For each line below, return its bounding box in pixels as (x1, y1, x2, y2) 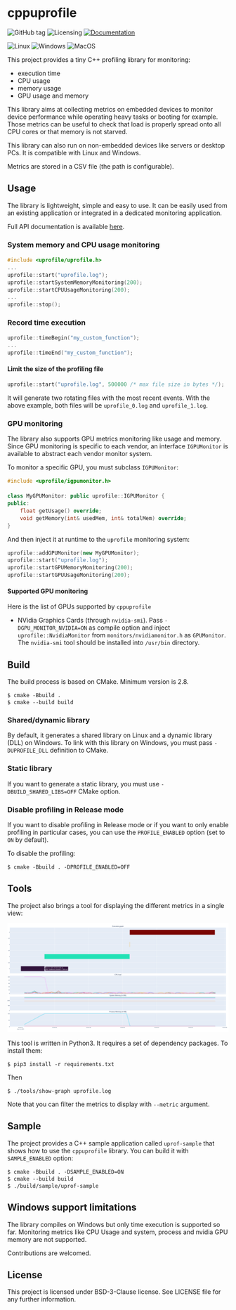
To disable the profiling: (7, 849, 76, 857)
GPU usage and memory (17, 91, 89, 100)
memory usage (17, 84, 62, 92)
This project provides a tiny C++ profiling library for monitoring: (7, 55, 191, 64)
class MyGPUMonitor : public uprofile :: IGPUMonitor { (7, 493, 165, 500)
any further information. (7, 1295, 77, 1304)
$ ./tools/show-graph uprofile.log (7, 1087, 112, 1094)
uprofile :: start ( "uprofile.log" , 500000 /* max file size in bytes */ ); (7, 381, 225, 388)
